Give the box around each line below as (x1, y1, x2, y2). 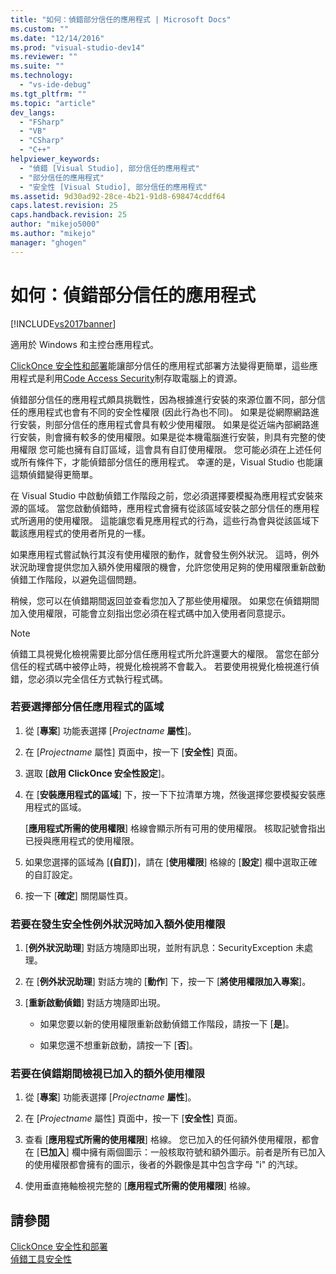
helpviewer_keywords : (10, 154, 101, 164)
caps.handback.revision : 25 (10, 210, 128, 220)
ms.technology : (10, 71, 74, 81)
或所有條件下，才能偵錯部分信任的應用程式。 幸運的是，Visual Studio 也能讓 (10, 456, 323, 468)
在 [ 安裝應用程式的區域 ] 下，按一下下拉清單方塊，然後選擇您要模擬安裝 (24, 788, 317, 800)
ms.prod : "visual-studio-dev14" (10, 42, 145, 53)
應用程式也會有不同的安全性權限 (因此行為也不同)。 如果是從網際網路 (27, 406, 312, 418)
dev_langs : (10, 107, 56, 118)
